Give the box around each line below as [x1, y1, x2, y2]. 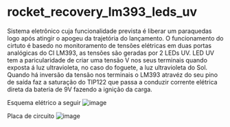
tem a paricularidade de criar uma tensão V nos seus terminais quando [7, 56, 208, 64]
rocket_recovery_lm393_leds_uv [7, 4, 198, 20]
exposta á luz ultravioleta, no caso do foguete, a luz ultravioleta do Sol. [7, 63, 208, 71]
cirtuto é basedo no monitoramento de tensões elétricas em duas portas [7, 41, 211, 49]
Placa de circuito [7, 111, 55, 120]
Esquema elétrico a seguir [7, 98, 81, 106]
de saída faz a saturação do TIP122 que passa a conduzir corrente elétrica [7, 78, 218, 86]
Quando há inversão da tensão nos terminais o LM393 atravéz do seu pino [7, 70, 218, 79]
